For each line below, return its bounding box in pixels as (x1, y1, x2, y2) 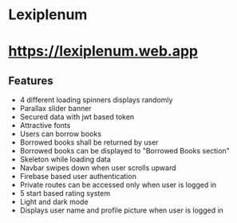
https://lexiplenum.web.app (8, 42, 198, 61)
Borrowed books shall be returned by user (19, 137, 159, 147)
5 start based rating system (19, 189, 110, 198)
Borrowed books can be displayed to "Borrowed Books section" (19, 146, 230, 156)
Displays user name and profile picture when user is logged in (19, 205, 223, 215)
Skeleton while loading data (19, 154, 112, 165)
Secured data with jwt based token (19, 112, 135, 121)
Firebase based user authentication (19, 172, 137, 181)
